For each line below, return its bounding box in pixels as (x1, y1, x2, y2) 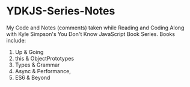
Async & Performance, (14, 67, 71, 74)
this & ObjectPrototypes (14, 55, 74, 62)
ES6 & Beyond (14, 74, 51, 81)
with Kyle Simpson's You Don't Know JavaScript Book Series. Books (6, 30, 176, 37)
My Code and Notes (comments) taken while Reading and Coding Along (6, 24, 185, 31)
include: (6, 37, 26, 44)
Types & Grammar (14, 61, 60, 68)
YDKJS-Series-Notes (6, 4, 115, 18)
